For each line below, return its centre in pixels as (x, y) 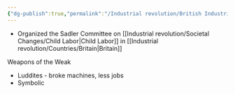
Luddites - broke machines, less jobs (70, 75)
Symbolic (31, 83)
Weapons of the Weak (39, 62)
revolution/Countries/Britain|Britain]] (70, 48)
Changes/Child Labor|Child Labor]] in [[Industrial (88, 41)
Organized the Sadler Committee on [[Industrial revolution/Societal (113, 33)
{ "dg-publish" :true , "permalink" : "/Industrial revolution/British (104, 14)
